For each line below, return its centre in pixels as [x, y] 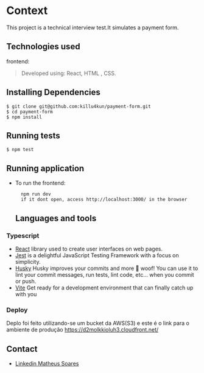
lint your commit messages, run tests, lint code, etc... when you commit [104, 274]
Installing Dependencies [53, 92]
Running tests [33, 136]
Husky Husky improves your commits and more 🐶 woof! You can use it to [107, 268]
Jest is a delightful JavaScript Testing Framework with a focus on [97, 255]
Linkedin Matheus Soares [47, 363]
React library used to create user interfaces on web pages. [89, 249]
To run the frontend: [40, 183]
